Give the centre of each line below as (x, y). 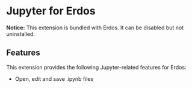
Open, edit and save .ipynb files (54, 78)
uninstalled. (20, 34)
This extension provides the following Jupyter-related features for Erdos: (96, 67)
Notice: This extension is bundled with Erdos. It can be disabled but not (95, 28)
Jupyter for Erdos (51, 11)
